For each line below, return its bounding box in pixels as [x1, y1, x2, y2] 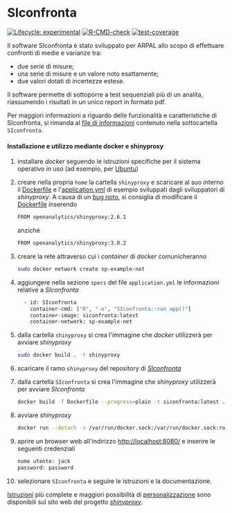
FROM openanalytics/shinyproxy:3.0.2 [17, 239, 127, 247]
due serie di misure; [17, 62, 74, 70]
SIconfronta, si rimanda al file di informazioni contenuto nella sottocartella [7, 118, 218, 126]
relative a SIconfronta [17, 285, 80, 294]
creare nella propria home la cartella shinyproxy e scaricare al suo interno [17, 178, 224, 187]
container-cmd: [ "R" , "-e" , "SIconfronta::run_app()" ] [30, 305, 192, 312]
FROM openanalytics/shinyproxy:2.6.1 [17, 214, 127, 221]
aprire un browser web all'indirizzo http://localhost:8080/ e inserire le [17, 437, 216, 445]
